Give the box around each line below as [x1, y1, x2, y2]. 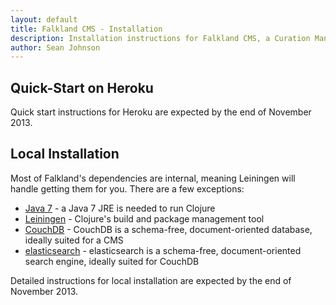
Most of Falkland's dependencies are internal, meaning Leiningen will [10, 172, 296, 184]
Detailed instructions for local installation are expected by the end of [10, 274, 292, 286]
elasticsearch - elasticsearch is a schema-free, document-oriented [24, 244, 302, 256]
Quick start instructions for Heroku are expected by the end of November [10, 106, 312, 118]
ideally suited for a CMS [24, 234, 124, 246]
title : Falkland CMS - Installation [10, 24, 163, 34]
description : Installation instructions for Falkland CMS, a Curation [10, 33, 311, 43]
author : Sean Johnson [10, 42, 101, 53]
